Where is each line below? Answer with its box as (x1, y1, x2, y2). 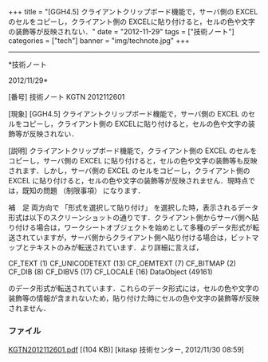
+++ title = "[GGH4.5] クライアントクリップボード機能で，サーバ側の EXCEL (8, 7, 258, 16)
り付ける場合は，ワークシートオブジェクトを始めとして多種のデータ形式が (8, 222, 253, 232)
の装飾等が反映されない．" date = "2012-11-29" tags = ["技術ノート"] (8, 27, 235, 36)
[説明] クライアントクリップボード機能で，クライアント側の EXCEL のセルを (8, 146, 258, 155)
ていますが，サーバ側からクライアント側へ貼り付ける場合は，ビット (29, 233, 253, 242)
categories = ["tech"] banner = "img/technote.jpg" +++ (8, 36, 190, 45)
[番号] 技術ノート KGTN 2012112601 (8, 92, 125, 101)
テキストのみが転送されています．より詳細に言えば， (29, 242, 203, 252)
